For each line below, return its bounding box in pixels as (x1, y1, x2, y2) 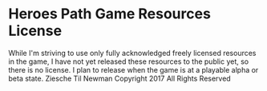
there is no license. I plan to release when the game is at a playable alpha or (8, 65, 259, 74)
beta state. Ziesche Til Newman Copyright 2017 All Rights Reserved (8, 73, 231, 83)
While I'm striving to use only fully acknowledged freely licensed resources (8, 48, 257, 57)
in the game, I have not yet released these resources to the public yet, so (8, 57, 249, 66)
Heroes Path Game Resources (8, 5, 211, 23)
